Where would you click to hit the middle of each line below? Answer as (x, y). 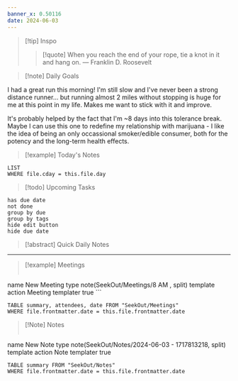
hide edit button (33, 225)
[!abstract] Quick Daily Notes (67, 244)
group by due (27, 212)
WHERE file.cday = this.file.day (57, 174)
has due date (27, 200)
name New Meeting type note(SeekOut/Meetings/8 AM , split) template (111, 285)
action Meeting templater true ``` (55, 292)
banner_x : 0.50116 (34, 14)
